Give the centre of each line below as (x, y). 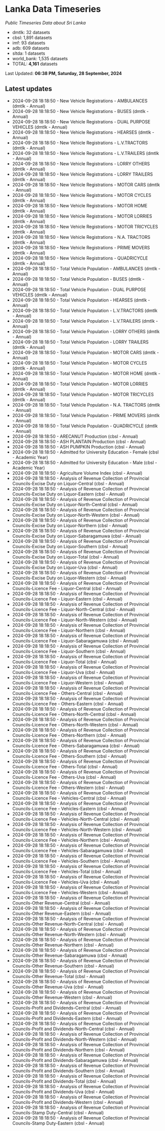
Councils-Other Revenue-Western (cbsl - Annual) (62, 997)
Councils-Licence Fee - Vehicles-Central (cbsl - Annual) (69, 798)
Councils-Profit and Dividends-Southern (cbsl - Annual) (69, 1071)
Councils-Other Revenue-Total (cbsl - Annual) (59, 976)
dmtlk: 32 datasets (31, 32)
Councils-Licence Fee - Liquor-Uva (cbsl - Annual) (64, 672)
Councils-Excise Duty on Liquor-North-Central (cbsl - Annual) (75, 504)
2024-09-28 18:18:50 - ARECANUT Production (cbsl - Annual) (75, 436)
